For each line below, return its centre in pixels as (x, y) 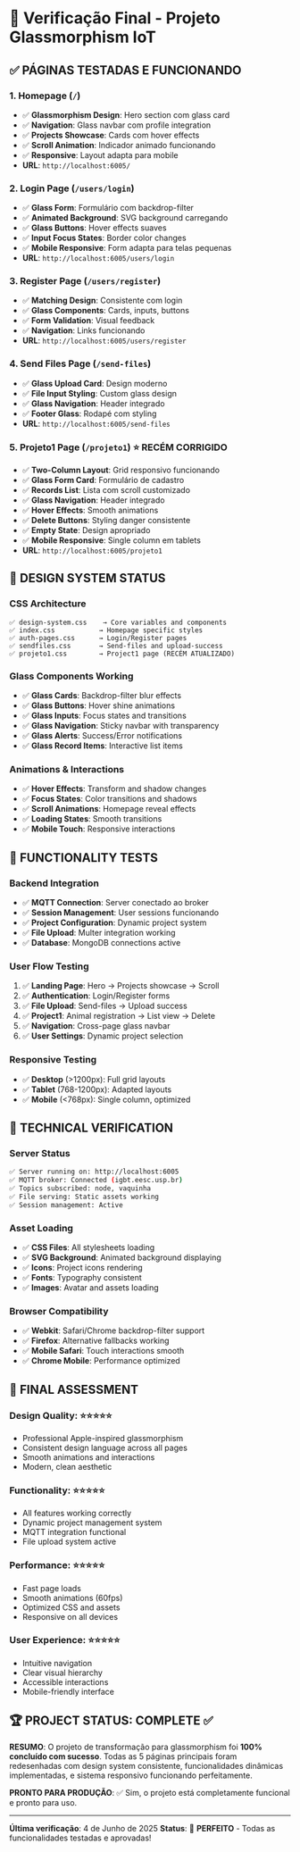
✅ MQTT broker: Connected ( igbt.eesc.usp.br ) (96, 1180)
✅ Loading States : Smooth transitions (92, 819)
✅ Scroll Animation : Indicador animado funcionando (119, 145)
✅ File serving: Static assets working (84, 1197)
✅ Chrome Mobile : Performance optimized (101, 1361)
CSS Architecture (48, 604)
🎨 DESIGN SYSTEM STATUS (87, 578)
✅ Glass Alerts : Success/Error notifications (102, 736)
